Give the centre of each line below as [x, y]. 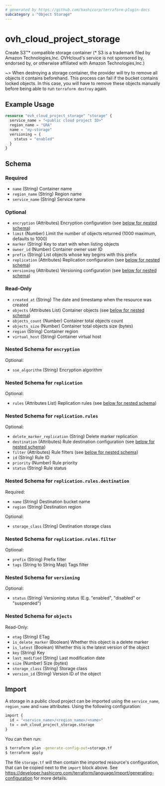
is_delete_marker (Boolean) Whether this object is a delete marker [81, 642]
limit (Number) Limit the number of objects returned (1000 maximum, [84, 234]
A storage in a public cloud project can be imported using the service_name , [82, 701]
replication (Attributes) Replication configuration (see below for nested [86, 260]
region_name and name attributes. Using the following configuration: [73, 706]
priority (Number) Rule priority [45, 463]
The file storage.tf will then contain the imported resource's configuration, [82, 762]
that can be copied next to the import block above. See [61, 767]
